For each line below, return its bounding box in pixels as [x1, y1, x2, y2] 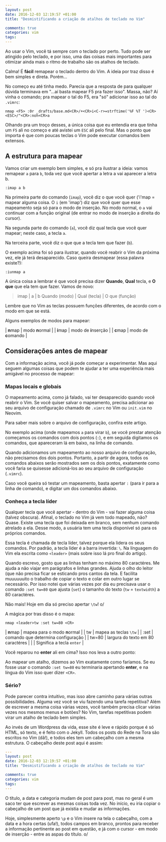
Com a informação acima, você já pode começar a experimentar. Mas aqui [5, 360, 158, 366]
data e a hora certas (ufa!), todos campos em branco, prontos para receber [5, 820, 159, 827]
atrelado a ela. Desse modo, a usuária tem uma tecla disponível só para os [5, 525, 157, 531]
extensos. [5, 138, 25, 143]
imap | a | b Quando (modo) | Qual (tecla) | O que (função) [17, 293, 136, 299]
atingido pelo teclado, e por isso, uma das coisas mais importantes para [5, 54, 152, 60]
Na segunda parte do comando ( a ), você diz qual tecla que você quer [5, 224, 147, 231]
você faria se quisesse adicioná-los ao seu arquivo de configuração [5, 465, 144, 471]
